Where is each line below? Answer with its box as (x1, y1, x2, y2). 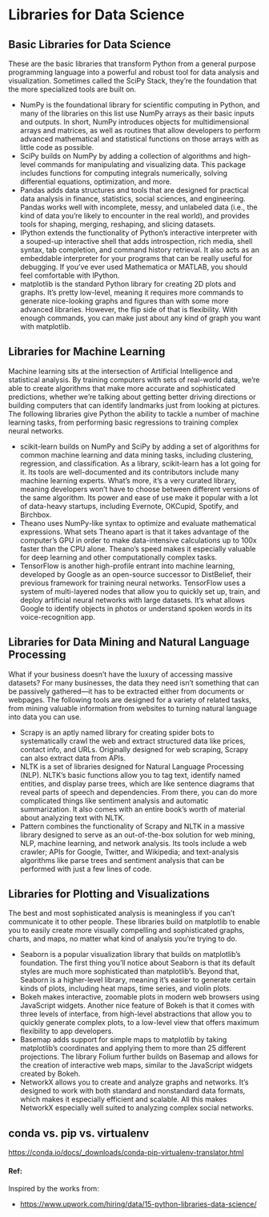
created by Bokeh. (19, 1069, 81, 1079)
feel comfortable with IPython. (19, 271, 120, 280)
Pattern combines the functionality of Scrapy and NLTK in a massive (19, 821, 245, 831)
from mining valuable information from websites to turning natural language (8, 703, 258, 713)
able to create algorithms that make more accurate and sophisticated (8, 383, 236, 393)
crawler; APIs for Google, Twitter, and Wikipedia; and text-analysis (19, 847, 239, 857)
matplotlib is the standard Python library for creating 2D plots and (19, 279, 236, 288)
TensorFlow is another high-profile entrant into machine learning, (19, 560, 235, 571)
